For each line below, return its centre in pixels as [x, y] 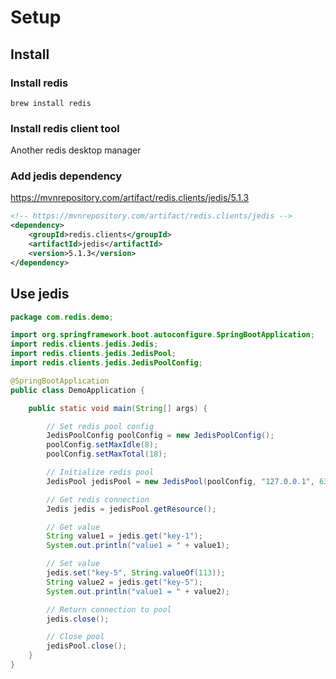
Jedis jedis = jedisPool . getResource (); [131, 509]
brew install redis [51, 103]
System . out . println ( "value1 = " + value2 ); [138, 591]
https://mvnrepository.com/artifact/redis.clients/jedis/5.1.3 [130, 198]
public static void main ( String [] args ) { [118, 408]
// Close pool [75, 637]
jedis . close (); [78, 619]
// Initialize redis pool [100, 472]
